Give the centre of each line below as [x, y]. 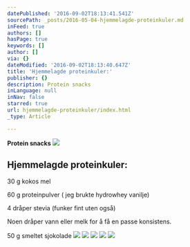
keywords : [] [26, 46]
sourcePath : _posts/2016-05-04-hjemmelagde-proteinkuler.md [96, 20]
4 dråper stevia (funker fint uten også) [61, 208]
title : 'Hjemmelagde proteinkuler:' [60, 71]
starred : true [28, 104]
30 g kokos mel [29, 181]
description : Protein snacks [49, 84]
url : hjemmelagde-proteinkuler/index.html [69, 110]
